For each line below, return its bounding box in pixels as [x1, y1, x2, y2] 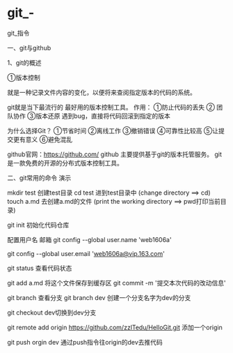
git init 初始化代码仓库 [7, 220, 70, 229]
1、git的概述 [7, 58, 42, 67]
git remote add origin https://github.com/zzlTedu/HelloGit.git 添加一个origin [7, 323, 223, 331]
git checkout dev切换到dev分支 [7, 308, 97, 317]
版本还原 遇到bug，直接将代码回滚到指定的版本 [35, 112, 170, 120]
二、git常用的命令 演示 [7, 173, 72, 182]
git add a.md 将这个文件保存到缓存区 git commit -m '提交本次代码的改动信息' [7, 278, 226, 287]
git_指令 [7, 29, 30, 37]
